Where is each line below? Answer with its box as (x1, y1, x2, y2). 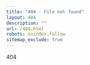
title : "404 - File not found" (6, 8, 85, 15)
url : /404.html (6, 25, 44, 32)
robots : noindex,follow (6, 31, 66, 37)
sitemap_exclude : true (6, 37, 63, 43)
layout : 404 (6, 14, 36, 20)
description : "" (6, 20, 47, 26)
